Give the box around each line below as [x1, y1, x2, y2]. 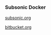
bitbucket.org [5, 24, 32, 30]
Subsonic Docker [5, 4, 46, 11]
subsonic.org [5, 15, 31, 21]
